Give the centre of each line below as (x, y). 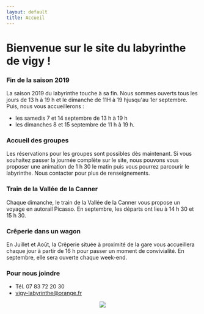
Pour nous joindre (33, 273)
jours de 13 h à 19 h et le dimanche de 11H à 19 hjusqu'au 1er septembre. (97, 100)
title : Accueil (26, 18)
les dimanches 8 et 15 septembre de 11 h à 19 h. (75, 124)
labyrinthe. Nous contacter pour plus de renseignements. (78, 173)
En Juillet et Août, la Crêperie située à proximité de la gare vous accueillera (100, 244)
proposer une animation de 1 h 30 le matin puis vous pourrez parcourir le (98, 167)
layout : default (27, 12)
